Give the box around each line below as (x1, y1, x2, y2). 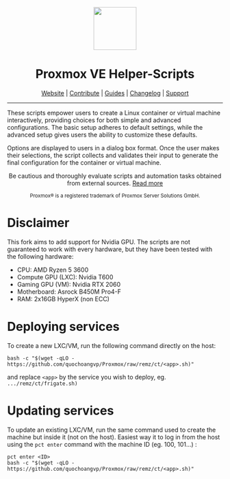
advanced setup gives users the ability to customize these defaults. (7, 130, 198, 139)
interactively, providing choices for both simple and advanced (7, 116, 181, 124)
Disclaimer (7, 215, 70, 231)
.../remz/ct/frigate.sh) (7, 380, 78, 387)
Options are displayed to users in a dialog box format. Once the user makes (7, 143, 220, 152)
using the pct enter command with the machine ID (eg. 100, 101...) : (7, 440, 197, 448)
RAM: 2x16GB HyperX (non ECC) (16, 294, 110, 303)
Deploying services (7, 319, 120, 335)
